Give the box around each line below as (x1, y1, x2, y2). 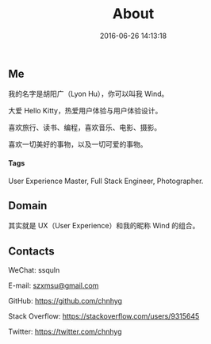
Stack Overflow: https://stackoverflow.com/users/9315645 (8, 312, 200, 321)
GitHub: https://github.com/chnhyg (8, 296, 123, 306)
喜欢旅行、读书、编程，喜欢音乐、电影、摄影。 (8, 123, 161, 132)
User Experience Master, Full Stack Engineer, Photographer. (8, 176, 204, 185)
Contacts (8, 244, 56, 258)
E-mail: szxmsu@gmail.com (8, 281, 99, 290)
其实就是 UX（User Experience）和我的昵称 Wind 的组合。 (8, 221, 200, 231)
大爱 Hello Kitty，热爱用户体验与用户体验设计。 (8, 106, 163, 116)
